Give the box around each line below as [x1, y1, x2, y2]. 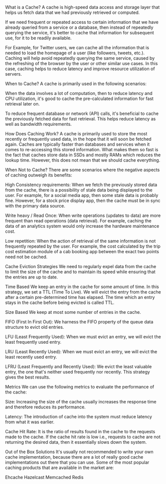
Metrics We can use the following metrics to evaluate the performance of [5, 384, 155, 389]
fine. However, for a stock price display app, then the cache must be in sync [5, 197, 161, 203]
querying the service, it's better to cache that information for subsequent [5, 30, 154, 35]
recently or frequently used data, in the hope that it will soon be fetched [5, 136, 152, 142]
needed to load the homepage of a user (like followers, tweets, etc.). [5, 50, 145, 56]
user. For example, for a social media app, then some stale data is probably [5, 193, 159, 198]
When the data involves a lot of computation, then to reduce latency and [5, 91, 153, 96]
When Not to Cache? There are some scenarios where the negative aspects [5, 167, 160, 173]
